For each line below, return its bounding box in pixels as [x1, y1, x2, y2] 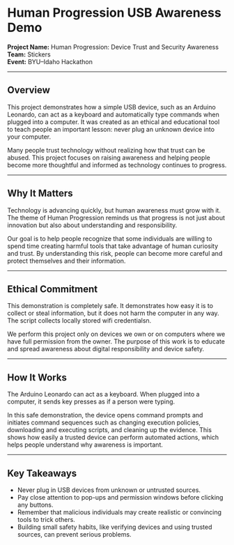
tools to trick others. [17, 516, 75, 523]
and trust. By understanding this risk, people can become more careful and [7, 249, 223, 257]
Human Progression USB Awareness [7, 5, 221, 21]
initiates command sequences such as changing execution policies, [7, 418, 201, 427]
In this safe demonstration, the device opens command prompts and [7, 411, 203, 420]
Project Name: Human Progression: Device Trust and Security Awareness [7, 43, 219, 51]
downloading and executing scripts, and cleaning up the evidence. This [7, 426, 212, 434]
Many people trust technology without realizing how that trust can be [7, 146, 205, 154]
